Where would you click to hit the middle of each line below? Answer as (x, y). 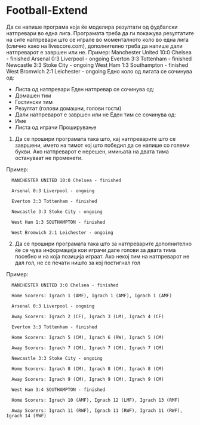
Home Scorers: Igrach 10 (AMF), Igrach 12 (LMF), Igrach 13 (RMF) (96, 400)
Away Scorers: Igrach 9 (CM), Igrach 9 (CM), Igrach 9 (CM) (88, 379)
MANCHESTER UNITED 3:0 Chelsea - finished (65, 285)
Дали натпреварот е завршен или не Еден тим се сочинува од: (95, 115)
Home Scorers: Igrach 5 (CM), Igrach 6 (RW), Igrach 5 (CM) (88, 337)
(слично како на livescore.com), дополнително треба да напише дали (95, 46)
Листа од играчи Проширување (56, 127)
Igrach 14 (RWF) (26, 415)
